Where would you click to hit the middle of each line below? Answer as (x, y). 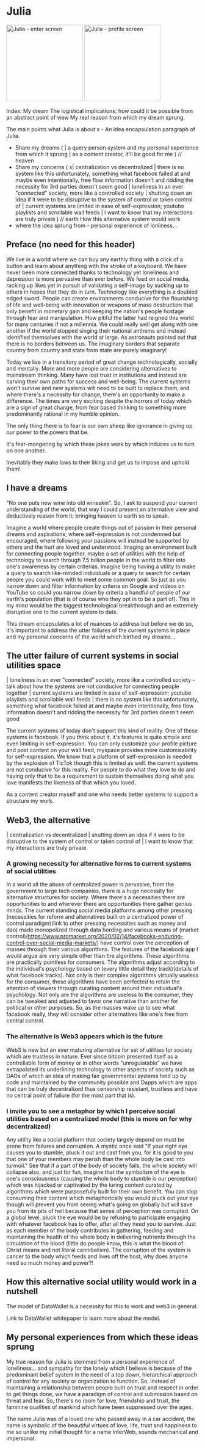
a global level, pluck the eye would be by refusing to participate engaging (99, 1218)
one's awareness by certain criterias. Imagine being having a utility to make (101, 567)
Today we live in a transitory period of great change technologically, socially (102, 362)
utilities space (34, 665)
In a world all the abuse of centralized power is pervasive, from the (90, 885)
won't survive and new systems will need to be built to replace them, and (98, 388)
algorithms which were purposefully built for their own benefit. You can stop (102, 1192)
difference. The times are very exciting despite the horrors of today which (99, 400)
